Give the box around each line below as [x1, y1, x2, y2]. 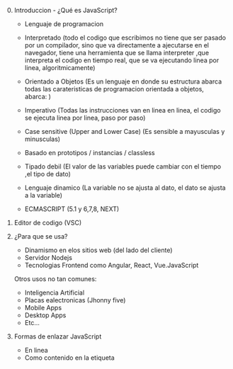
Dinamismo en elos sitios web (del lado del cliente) [24, 246, 173, 254]
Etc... [24, 319, 40, 327]
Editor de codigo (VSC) [13, 219, 82, 227]
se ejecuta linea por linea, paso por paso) [24, 113, 146, 122]
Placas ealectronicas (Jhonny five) [24, 296, 126, 304]
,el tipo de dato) [24, 170, 71, 178]
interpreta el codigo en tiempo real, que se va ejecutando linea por [24, 56, 220, 64]
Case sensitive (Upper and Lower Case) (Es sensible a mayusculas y [24, 127, 225, 135]
